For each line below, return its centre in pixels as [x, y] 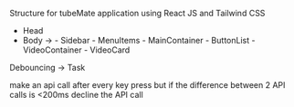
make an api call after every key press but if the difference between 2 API [147, 85]
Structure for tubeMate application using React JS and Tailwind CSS [137, 13]
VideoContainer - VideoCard [76, 50]
